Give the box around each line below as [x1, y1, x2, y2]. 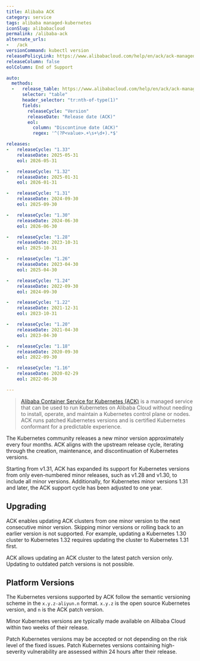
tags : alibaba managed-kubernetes [6, 20, 92, 26]
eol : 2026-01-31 [17, 179, 58, 185]
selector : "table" [21, 92, 68, 98]
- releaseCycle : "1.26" [6, 256, 70, 262]
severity [6, 648, 26, 656]
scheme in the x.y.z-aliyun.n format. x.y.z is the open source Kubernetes [6, 600, 190, 607]
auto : [6, 75, 20, 81]
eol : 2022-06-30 [17, 376, 58, 382]
